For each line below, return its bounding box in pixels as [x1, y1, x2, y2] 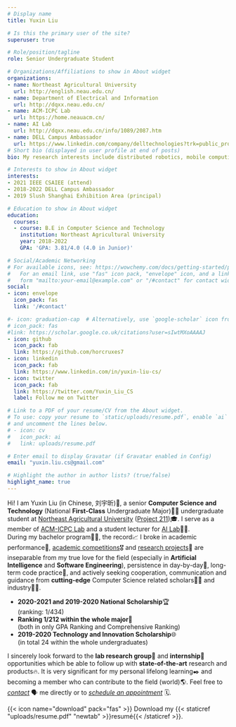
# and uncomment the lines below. [7, 420, 109, 427]
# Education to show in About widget [7, 205, 118, 212]
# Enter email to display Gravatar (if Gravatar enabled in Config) [7, 453, 212, 460]
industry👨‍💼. [7, 583, 41, 592]
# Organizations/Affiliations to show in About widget [7, 68, 171, 75]
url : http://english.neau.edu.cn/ [13, 87, 114, 95]
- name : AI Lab [7, 121, 52, 128]
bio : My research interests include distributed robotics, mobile [7, 153, 206, 161]
